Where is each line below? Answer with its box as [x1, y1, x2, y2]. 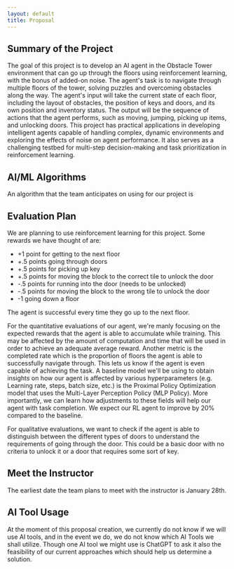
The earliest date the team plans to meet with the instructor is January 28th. [7, 486, 227, 495]
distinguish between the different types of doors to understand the [7, 432, 200, 441]
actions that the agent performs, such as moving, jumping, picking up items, [7, 114, 227, 122]
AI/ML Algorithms [7, 171, 86, 183]
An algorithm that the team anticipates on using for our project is [7, 190, 194, 199]
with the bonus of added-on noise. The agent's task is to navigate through [7, 76, 222, 85]
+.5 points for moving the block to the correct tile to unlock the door [17, 272, 214, 281]
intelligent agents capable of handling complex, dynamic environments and [7, 128, 224, 137]
